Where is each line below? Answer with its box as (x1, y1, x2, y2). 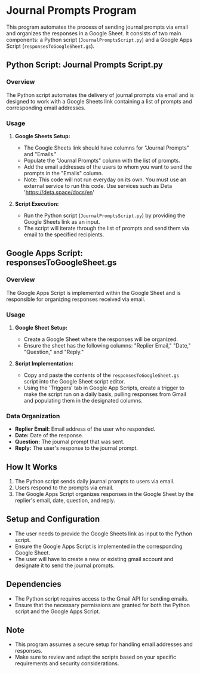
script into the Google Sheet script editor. (23, 377, 125, 385)
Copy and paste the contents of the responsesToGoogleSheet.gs (23, 371, 180, 379)
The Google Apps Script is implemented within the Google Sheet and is (6, 289, 181, 296)
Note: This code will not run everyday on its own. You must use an (23, 176, 187, 183)
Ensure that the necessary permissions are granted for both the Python (14, 601, 190, 608)
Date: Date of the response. (14, 432, 84, 439)
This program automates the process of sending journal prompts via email (6, 23, 188, 31)
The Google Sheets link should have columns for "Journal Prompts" (23, 144, 189, 151)
